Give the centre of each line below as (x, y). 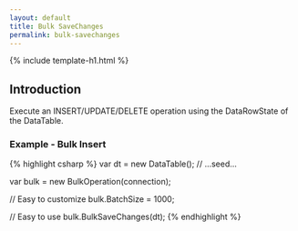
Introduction (46, 89)
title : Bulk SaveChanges (57, 26)
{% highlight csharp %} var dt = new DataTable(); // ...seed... (123, 164)
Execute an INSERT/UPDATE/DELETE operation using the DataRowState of (149, 111)
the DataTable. (36, 121)
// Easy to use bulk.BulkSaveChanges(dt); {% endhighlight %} (125, 217)
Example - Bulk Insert (58, 145)
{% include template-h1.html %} (69, 61)
